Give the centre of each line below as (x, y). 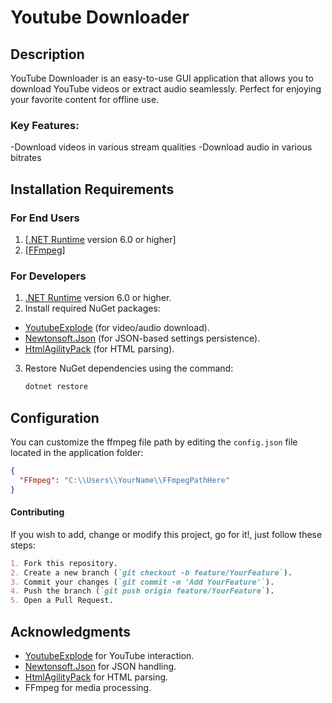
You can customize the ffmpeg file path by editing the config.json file (154, 442)
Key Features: (45, 125)
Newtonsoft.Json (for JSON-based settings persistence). (142, 338)
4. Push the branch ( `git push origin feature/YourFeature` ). (142, 591)
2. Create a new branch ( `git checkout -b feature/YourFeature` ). (151, 572)
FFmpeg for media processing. (88, 687)
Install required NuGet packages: (92, 308)
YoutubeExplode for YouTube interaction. (109, 655)
